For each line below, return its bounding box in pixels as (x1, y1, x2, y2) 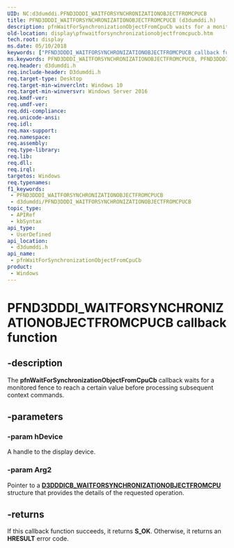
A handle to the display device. (7, 447, 96, 456)
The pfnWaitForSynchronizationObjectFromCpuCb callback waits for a (7, 376, 214, 384)
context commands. (7, 390, 65, 399)
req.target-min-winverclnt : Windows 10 (7, 82, 123, 89)
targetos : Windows (7, 172, 61, 179)
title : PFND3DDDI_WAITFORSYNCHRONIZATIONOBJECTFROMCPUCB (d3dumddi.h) (7, 17, 217, 24)
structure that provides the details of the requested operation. (7, 488, 185, 496)
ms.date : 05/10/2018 (7, 43, 68, 50)
